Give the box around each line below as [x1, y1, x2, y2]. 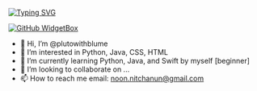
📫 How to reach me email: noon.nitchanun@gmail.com [19, 73, 204, 83]
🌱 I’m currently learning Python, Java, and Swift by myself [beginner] [19, 56, 251, 65]
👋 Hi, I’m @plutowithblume [19, 39, 108, 48]
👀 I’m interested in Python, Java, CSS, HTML [19, 48, 168, 56]
